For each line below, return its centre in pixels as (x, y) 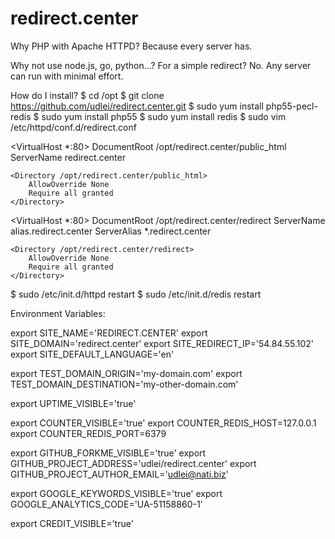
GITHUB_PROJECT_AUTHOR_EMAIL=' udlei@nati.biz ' (120, 474)
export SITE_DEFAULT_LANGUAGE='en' (92, 354)
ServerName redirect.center (68, 157)
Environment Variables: (58, 313)
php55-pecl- (291, 106)
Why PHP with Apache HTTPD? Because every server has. (131, 46)
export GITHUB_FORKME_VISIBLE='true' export (108, 453)
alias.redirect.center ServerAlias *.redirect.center (111, 231)
